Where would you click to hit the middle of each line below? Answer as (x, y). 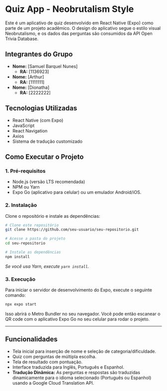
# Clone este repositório (32, 225)
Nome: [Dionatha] (31, 87)
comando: (15, 295)
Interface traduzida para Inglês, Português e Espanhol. (68, 367)
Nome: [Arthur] (28, 77)
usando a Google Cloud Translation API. (53, 383)
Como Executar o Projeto (44, 157)
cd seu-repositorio (25, 243)
